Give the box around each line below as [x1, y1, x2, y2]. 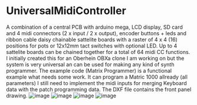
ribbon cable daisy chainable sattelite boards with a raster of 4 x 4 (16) [6, 36, 178, 43]
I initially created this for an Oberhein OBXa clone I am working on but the [6, 55, 185, 62]
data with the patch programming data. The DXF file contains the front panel [6, 86, 192, 93]
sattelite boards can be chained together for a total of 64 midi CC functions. [6, 48, 191, 55]
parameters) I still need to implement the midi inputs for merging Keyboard [6, 79, 187, 86]
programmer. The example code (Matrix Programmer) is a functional [6, 67, 172, 74]
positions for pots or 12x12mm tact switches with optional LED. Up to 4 [6, 42, 178, 49]
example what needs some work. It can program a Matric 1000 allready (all [6, 73, 188, 80]
